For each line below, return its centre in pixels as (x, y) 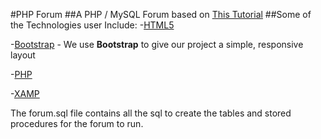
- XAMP (25, 93)
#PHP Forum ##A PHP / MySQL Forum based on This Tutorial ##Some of (161, 14)
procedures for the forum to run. (77, 123)
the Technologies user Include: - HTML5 (92, 25)
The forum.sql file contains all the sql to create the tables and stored (151, 113)
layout (23, 55)
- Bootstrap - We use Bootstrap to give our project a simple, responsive (157, 44)
